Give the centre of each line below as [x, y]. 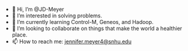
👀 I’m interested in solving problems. [57, 16]
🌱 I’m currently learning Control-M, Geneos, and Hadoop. [83, 22]
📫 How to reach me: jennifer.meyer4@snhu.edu [72, 41]
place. [20, 35]
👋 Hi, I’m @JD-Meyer [38, 9]
